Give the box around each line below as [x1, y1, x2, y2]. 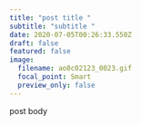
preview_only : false [17, 81, 96, 90]
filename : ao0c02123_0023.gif [17, 64, 132, 73]
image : [9, 55, 35, 64]
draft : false [9, 38, 59, 48]
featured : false [9, 47, 71, 56]
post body [9, 105, 48, 116]
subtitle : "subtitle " [9, 22, 96, 31]
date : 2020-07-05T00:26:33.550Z [9, 30, 132, 39]
